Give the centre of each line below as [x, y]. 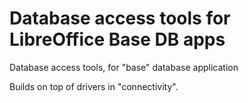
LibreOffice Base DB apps [117, 39]
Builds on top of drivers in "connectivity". [94, 86]
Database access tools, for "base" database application [124, 67]
